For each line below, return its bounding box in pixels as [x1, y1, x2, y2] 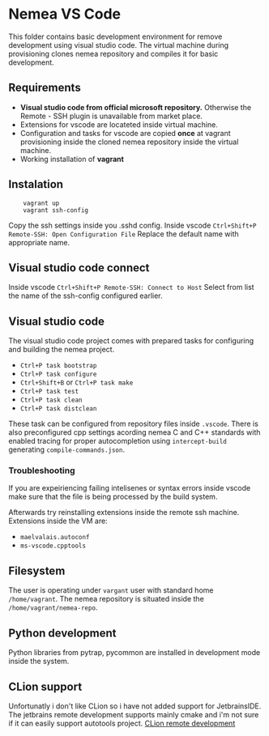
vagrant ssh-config [23, 206, 89, 215]
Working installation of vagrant [19, 154, 124, 164]
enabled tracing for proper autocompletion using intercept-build [8, 436, 227, 446]
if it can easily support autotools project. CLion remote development [8, 718, 236, 728]
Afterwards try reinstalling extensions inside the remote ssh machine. [8, 508, 240, 517]
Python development [8, 626, 117, 640]
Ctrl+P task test [19, 388, 79, 396]
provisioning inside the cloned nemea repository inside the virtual [19, 137, 239, 147]
